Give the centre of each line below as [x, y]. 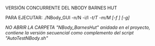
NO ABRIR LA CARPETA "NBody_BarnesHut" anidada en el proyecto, [78, 27]
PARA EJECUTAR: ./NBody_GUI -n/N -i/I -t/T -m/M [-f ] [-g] [68, 17]
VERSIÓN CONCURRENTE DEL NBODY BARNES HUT [61, 8]
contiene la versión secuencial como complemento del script [70, 33]
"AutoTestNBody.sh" [27, 38]
